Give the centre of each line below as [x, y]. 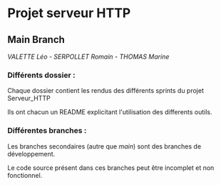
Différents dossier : [41, 75]
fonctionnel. [25, 175]
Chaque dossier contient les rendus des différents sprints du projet [106, 91]
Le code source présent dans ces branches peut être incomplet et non [111, 167]
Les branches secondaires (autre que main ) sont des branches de [104, 146]
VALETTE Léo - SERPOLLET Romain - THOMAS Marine [88, 56]
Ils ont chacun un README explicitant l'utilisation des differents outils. [110, 112]
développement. [31, 154]
